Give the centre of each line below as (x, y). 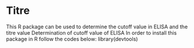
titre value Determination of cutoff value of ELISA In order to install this (91, 32)
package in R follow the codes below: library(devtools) (72, 39)
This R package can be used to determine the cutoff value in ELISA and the (97, 27)
